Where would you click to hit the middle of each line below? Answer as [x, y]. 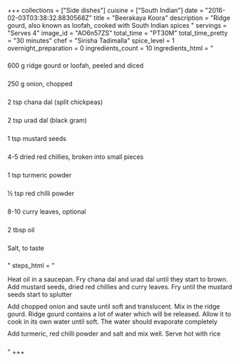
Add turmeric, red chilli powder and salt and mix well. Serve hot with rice [114, 333]
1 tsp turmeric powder [40, 175]
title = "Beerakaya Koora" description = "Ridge [162, 18]
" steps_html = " [31, 265]
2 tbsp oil [21, 230]
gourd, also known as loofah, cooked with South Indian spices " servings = [117, 25]
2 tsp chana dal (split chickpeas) [55, 102]
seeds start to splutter [40, 294]
